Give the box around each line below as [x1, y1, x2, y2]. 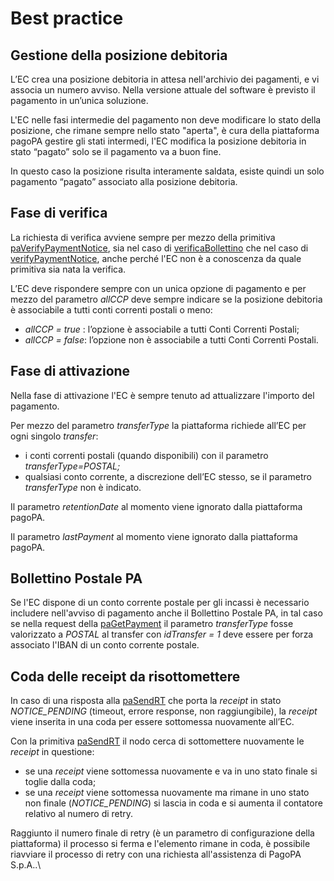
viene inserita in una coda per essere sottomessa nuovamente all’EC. [10, 716, 295, 728]
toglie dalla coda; [24, 776, 97, 788]
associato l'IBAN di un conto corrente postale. [10, 639, 200, 651]
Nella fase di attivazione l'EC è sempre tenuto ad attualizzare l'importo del [10, 389, 315, 401]
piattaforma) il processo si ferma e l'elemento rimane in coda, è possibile [10, 838, 311, 850]
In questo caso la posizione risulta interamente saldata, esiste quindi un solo [10, 165, 325, 177]
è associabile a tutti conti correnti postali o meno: [10, 303, 213, 316]
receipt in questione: [10, 746, 95, 758]
